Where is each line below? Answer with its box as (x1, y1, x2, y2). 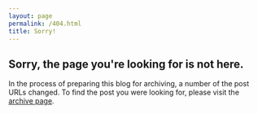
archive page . (8, 96, 55, 106)
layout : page (8, 11, 53, 20)
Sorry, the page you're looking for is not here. (8, 57, 244, 71)
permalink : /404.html (8, 20, 82, 28)
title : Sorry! (8, 27, 57, 35)
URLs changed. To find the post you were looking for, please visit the (8, 87, 240, 98)
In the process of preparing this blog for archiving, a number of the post (8, 79, 250, 89)
